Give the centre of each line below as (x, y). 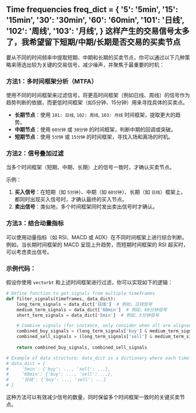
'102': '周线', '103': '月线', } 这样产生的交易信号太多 (98, 31)
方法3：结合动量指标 (35, 223)
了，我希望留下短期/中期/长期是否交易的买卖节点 (93, 42)
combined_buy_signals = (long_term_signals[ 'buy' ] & (82, 331)
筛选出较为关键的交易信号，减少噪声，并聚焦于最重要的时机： (90, 64)
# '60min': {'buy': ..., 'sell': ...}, (60, 374)
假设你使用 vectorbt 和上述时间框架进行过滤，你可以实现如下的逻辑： (90, 282)
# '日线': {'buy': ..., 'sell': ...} (56, 380)
